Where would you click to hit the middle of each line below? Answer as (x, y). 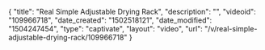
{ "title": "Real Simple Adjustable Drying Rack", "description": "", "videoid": (132, 12)
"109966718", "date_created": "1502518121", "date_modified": (110, 20)
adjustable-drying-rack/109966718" (68, 37)
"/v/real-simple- (231, 29)
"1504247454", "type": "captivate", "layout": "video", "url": (106, 29)
